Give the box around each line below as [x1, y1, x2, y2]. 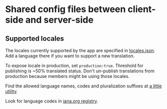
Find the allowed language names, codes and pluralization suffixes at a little [5, 83, 162, 89]
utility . [5, 88, 18, 94]
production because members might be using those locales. [5, 73, 130, 79]
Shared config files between [5, 4, 126, 15]
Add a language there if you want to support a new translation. [5, 53, 135, 59]
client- [127, 4, 156, 15]
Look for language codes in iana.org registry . [5, 98, 99, 104]
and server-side [25, 14, 94, 26]
